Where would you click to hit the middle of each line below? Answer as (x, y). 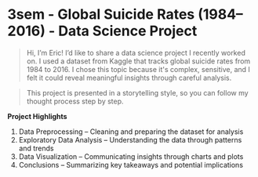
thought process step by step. (75, 101)
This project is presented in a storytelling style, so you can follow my (137, 92)
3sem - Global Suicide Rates (101, 14)
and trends (36, 148)
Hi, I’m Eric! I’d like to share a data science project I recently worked (136, 52)
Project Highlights (37, 116)
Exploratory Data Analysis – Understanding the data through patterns (130, 139)
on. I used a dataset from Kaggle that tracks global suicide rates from (138, 61)
